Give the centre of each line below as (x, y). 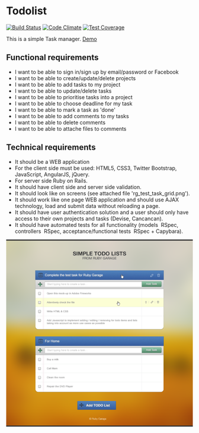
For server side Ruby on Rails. (51, 181)
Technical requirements (51, 148)
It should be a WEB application (52, 162)
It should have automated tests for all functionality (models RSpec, (97, 225)
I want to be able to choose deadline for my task (73, 103)
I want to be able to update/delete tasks (63, 91)
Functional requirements (52, 58)
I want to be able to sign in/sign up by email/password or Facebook (97, 72)
